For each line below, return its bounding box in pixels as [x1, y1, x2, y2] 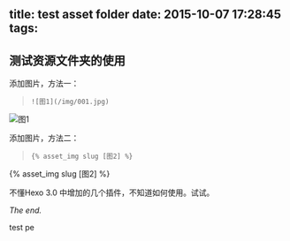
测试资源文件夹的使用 [9, 53, 126, 68]
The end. [9, 205, 42, 215]
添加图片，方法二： [9, 132, 80, 144]
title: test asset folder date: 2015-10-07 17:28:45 [9, 7, 281, 22]
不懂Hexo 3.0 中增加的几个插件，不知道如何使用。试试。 [9, 187, 215, 198]
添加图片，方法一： [9, 79, 80, 89]
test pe [9, 222, 35, 233]
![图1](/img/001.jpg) [30, 97, 110, 107]
